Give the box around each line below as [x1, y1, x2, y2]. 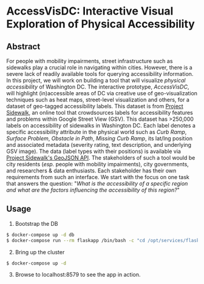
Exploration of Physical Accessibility [6, 17, 195, 31]
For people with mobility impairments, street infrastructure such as [6, 58, 173, 64]
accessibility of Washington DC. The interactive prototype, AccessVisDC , [6, 83, 189, 90]
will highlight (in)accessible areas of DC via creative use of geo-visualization [6, 90, 198, 96]
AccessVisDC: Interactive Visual [6, 4, 174, 18]
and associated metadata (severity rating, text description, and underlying [6, 141, 192, 148]
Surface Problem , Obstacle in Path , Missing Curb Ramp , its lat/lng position [6, 135, 193, 142]
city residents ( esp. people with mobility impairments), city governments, [6, 161, 189, 167]
